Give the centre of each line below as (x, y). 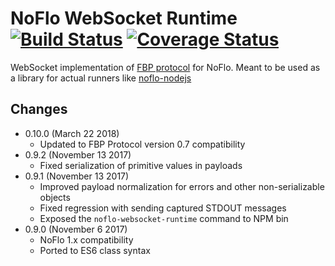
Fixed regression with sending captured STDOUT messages (163, 208)
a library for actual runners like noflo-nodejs (101, 78)
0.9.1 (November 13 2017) (77, 176)
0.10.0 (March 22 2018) (72, 133)
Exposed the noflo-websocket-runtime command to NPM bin (164, 218)
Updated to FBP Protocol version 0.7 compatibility (142, 144)
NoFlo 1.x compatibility (86, 239)
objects (55, 197)
